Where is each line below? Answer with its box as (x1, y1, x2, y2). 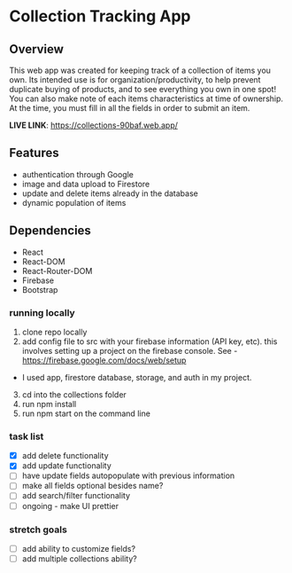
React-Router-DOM (21, 265, 93, 276)
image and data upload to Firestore (21, 178, 150, 189)
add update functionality (21, 460, 112, 471)
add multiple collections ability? (21, 553, 137, 564)
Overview (9, 42, 65, 57)
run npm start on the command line (21, 408, 150, 419)
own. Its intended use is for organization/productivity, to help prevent (9, 75, 261, 85)
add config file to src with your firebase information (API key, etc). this (21, 335, 278, 347)
